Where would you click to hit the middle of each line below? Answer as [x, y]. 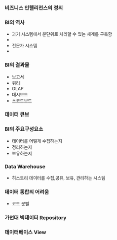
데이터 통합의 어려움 [27, 192]
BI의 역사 [15, 22]
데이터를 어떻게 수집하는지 [37, 141]
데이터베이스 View [25, 233]
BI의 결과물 [17, 65]
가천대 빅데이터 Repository [36, 218]
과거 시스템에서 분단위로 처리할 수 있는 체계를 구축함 [62, 34]
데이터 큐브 [17, 115]
